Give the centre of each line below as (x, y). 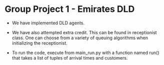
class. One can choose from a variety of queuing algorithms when (80, 38)
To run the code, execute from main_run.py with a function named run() (85, 53)
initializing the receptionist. (40, 43)
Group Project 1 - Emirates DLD (70, 9)
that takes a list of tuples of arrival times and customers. (70, 58)
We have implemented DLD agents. (48, 23)
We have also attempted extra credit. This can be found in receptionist (84, 32)
